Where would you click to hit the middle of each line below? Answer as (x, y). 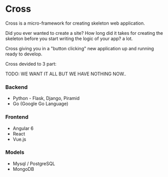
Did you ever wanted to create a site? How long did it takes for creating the (84, 33)
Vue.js (19, 139)
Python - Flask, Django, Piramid (46, 99)
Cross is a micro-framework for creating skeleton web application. (75, 23)
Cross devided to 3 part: (31, 64)
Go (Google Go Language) (40, 104)
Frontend (17, 117)
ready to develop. (24, 54)
